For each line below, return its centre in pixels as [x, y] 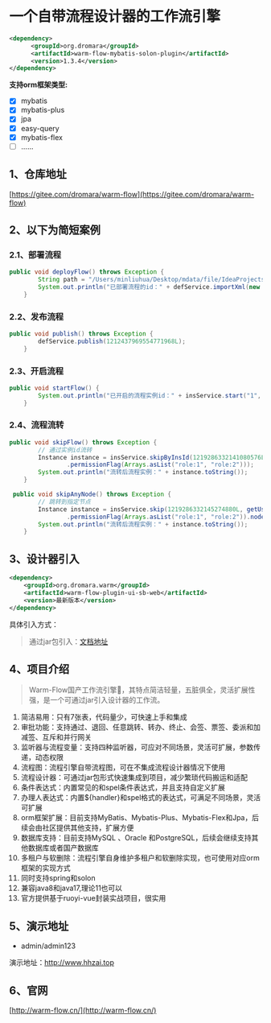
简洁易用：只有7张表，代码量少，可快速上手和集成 [104, 717]
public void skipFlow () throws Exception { [83, 442]
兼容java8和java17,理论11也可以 [72, 888]
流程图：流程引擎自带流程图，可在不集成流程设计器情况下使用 [123, 767]
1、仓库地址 [38, 174]
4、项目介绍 [39, 669]
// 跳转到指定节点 [64, 501]
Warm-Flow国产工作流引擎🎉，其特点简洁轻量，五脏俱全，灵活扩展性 [142, 690]
